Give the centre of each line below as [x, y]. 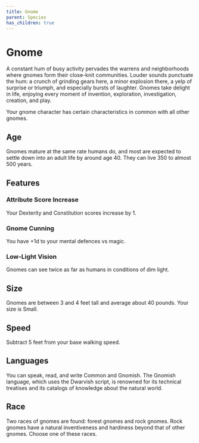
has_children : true [30, 23]
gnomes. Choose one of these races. [52, 433]
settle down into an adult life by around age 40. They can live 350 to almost [99, 158]
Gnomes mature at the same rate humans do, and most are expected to [94, 151]
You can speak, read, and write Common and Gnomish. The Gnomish [91, 375]
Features [23, 183]
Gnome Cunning [30, 228]
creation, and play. [29, 100]
